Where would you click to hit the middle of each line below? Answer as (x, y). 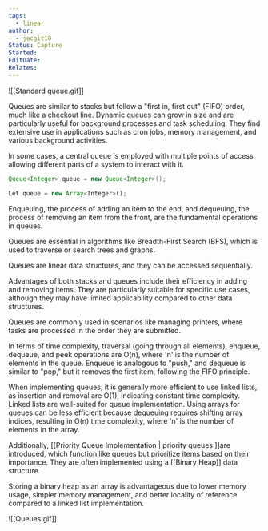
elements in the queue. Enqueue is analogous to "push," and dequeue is (127, 363)
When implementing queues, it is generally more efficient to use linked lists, (133, 387)
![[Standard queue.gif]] (46, 91)
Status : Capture (35, 46)
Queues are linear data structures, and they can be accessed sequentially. (131, 265)
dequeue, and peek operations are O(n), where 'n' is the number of (119, 354)
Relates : (23, 68)
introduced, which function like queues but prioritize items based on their (129, 453)
